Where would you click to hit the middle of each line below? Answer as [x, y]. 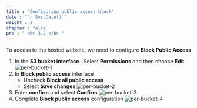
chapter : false [26, 28]
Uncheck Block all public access [64, 80]
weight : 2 [19, 22]
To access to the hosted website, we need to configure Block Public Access [99, 50]
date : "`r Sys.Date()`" [36, 17]
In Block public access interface [54, 74]
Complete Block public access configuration [69, 99]
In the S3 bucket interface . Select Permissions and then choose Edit [99, 62]
